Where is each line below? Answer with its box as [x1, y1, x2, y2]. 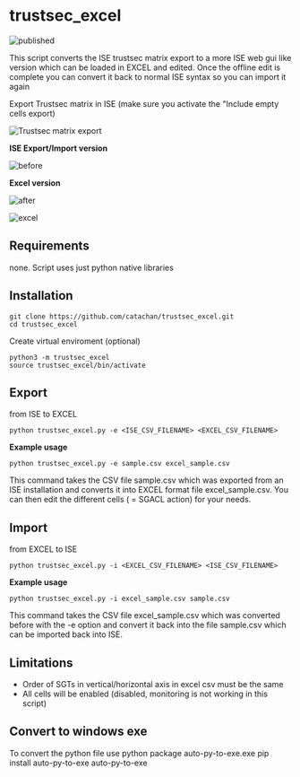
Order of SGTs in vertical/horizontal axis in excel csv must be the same [21, 679, 284, 689]
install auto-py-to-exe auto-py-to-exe [9, 757, 148, 768]
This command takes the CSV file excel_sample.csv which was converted [9, 610, 280, 621]
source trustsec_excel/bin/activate [9, 361, 146, 370]
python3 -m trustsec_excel [9, 353, 110, 362]
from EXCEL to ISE [9, 544, 78, 554]
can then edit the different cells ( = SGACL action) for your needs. [9, 494, 252, 505]
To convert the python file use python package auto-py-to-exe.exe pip [9, 747, 270, 758]
